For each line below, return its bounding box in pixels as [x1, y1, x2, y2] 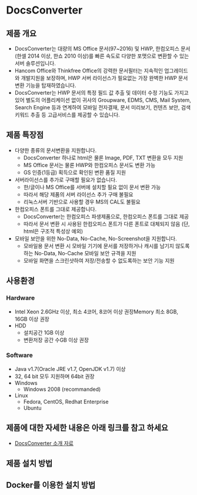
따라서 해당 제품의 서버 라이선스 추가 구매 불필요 [23, 190, 133, 198]
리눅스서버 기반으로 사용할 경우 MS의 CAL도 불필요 [23, 198, 141, 205]
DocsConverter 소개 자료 [14, 439, 74, 447]
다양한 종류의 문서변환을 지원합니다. [14, 146, 97, 153]
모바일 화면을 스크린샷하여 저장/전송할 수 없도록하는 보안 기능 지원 [23, 257, 175, 264]
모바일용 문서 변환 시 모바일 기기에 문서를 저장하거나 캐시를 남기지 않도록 [23, 242, 190, 249]
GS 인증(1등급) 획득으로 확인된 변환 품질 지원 [23, 169, 126, 176]
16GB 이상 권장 [14, 315, 50, 322]
